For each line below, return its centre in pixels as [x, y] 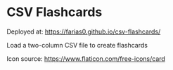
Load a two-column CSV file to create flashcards [77, 45]
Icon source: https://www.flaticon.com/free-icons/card [86, 58]
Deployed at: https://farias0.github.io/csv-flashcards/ [84, 31]
